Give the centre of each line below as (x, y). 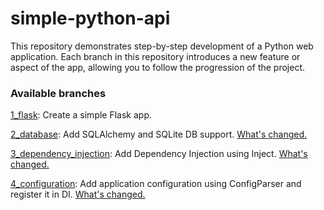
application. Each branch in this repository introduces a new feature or (155, 56)
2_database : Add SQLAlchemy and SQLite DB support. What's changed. (159, 134)
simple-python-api (90, 18)
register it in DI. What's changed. (78, 194)
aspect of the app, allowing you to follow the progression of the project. (158, 67)
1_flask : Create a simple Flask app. (81, 115)
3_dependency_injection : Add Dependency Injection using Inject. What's (159, 154)
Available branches (58, 93)
